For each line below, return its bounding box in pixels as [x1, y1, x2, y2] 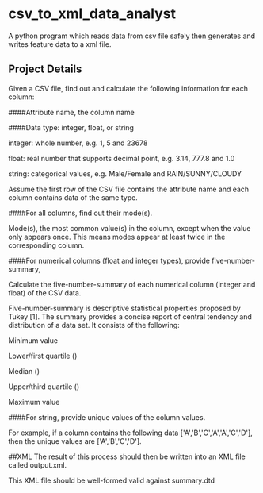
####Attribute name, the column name [8, 107, 135, 117]
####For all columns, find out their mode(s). [8, 208, 153, 218]
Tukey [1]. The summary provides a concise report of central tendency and [8, 311, 252, 322]
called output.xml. [8, 460, 67, 469]
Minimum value [8, 335, 58, 345]
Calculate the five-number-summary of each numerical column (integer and [8, 279, 256, 289]
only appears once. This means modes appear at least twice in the [8, 232, 226, 241]
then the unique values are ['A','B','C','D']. [8, 436, 142, 445]
